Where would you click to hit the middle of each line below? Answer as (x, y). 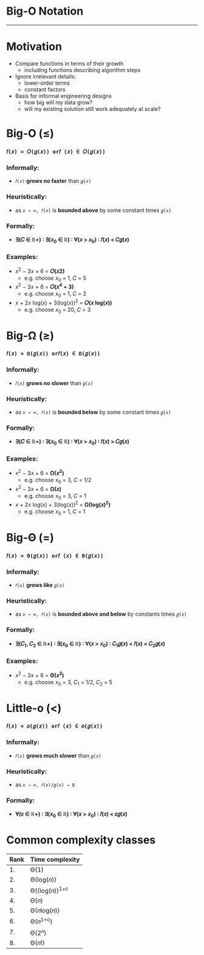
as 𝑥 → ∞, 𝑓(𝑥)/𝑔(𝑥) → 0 (45, 785)
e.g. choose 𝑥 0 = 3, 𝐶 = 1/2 (58, 481)
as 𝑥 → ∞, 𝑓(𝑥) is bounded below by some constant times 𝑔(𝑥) (93, 412)
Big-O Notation (45, 11)
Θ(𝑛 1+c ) (41, 921)
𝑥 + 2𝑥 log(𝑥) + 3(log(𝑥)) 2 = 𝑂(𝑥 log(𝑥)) (63, 302)
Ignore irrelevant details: (46, 76)
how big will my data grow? (58, 102)
